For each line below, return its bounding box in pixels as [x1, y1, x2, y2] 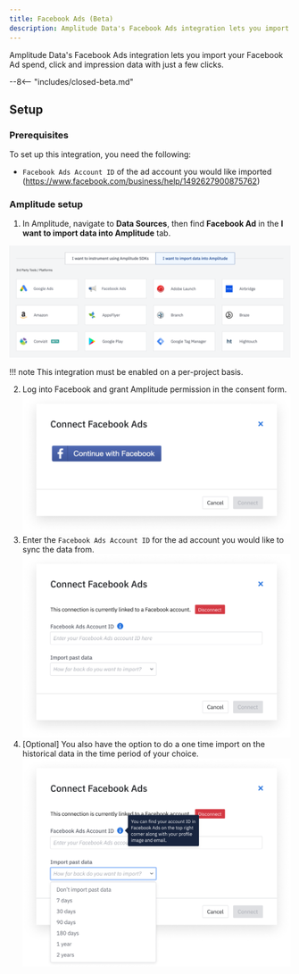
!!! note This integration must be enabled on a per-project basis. [9, 367, 244, 378]
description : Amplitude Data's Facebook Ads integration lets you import [9, 23, 290, 33]
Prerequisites [9, 129, 69, 141]
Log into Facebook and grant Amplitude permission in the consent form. [21, 384, 287, 395]
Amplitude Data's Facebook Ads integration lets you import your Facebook [9, 49, 284, 60]
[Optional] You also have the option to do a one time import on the [21, 739, 266, 750]
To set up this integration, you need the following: [9, 149, 192, 160]
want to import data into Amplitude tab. [21, 228, 171, 238]
